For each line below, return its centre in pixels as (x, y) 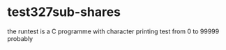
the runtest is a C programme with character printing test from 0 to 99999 (113, 31)
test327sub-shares (64, 12)
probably (20, 38)
